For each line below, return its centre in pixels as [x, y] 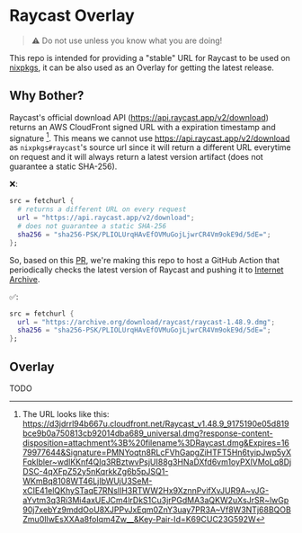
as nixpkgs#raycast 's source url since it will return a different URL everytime [150, 147]
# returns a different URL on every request [102, 209]
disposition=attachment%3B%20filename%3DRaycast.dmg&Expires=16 [156, 442]
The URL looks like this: [66, 413]
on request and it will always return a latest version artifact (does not [136, 157]
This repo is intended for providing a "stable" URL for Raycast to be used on [150, 58]
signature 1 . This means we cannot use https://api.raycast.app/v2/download [150, 138]
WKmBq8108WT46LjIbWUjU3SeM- [87, 481]
